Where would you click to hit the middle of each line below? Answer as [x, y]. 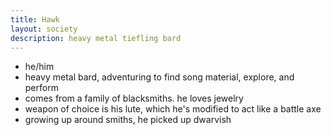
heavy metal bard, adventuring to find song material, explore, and [159, 77]
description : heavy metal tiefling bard [96, 38]
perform [41, 88]
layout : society [44, 29]
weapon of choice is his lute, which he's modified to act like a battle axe [173, 109]
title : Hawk [35, 19]
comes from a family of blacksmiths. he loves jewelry [134, 98]
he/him [39, 67]
